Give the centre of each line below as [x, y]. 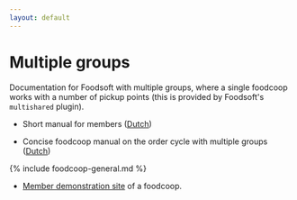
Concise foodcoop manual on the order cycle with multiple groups [145, 141]
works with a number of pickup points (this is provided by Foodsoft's [137, 96]
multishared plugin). [47, 106]
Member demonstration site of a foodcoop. [102, 186]
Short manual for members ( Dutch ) [87, 123]
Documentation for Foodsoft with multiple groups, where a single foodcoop [148, 87]
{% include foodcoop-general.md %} [78, 168]
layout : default [40, 18]
